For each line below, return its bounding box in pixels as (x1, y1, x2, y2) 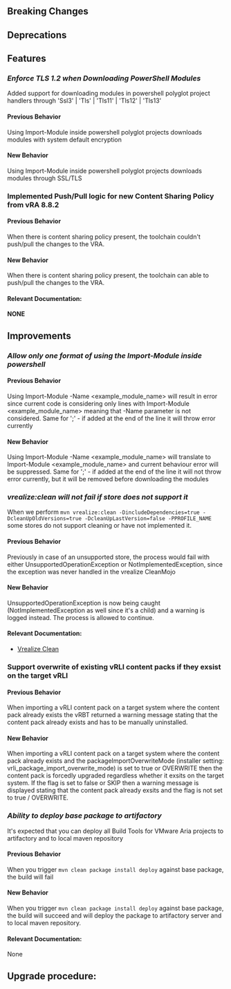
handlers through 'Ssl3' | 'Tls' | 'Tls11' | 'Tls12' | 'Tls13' (7, 96, 162, 105)
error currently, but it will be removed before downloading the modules (7, 475, 209, 483)
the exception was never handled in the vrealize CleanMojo (7, 567, 176, 576)
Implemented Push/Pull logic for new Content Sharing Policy (7, 191, 214, 200)
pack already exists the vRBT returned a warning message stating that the (7, 711, 218, 719)
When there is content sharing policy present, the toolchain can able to (7, 271, 210, 279)
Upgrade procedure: (7, 970, 97, 982)
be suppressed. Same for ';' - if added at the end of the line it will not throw (7, 467, 221, 476)
